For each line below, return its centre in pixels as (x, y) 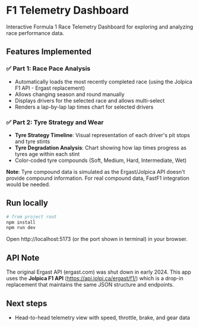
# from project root (32, 217)
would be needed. (28, 184)
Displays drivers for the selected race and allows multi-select (90, 100)
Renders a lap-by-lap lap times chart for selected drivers (84, 107)
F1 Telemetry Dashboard (67, 10)
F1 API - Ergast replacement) (50, 88)
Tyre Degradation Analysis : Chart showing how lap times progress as (101, 147)
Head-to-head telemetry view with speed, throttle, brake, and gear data (102, 318)
